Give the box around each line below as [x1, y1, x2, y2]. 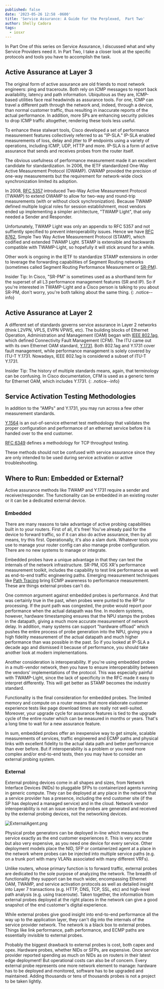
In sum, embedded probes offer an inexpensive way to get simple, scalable [5, 730, 156, 736]
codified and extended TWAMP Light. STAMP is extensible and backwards [5, 239, 155, 245]
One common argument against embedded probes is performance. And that [5, 592, 158, 598]
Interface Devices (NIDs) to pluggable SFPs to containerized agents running [5, 784, 158, 790]
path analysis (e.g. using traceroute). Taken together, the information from [5, 891, 154, 897]
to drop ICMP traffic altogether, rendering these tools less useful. [5, 117, 136, 123]
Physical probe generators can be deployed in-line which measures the [5, 830, 149, 835]
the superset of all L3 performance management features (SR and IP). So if [5, 279, 156, 285]
